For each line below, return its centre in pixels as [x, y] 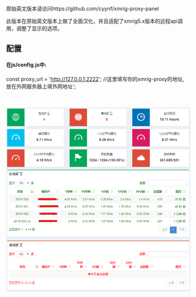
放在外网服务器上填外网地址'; [41, 86]
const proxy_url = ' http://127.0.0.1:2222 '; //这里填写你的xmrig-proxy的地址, [95, 79]
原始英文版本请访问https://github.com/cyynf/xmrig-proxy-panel [82, 9]
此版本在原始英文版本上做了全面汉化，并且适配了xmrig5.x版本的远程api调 [94, 21]
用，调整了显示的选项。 [34, 28]
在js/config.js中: [26, 65]
